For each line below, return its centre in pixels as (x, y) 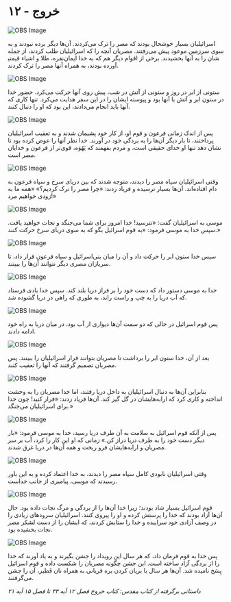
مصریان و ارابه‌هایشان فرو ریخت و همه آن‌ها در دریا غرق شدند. (87, 447)
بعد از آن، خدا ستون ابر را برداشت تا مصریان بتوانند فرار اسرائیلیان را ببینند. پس (109, 358)
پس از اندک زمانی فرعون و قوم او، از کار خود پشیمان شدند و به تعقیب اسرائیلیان (110, 133)
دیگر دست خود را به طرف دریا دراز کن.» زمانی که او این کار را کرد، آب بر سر (106, 440)
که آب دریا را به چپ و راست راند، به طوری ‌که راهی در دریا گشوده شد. (97, 297)
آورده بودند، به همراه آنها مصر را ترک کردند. (63, 65)
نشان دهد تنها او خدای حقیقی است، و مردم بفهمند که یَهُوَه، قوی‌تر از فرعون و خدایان (114, 147)
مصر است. (22, 155)
